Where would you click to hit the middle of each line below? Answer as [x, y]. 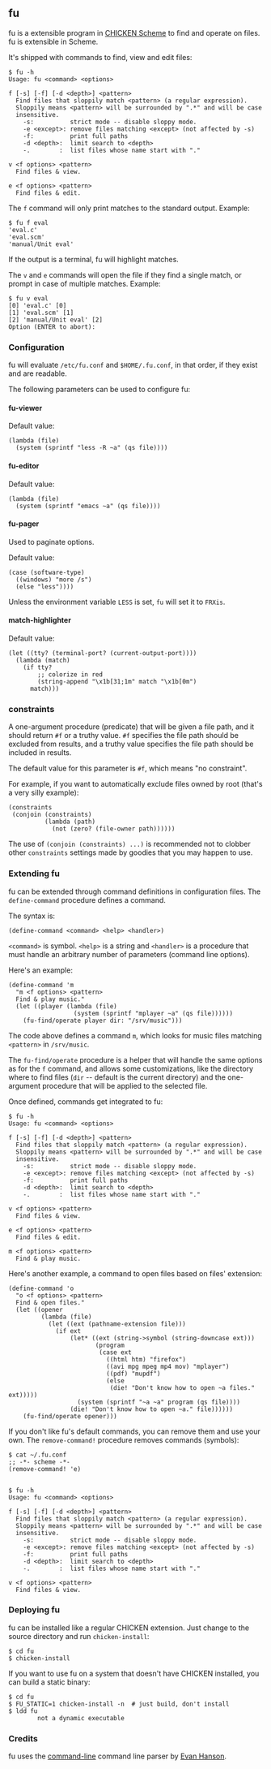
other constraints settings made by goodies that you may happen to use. [131, 852]
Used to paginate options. [51, 541]
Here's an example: [40, 970]
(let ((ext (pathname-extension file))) [117, 1324]
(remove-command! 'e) [45, 1469]
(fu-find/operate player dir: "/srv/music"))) [103, 1020]
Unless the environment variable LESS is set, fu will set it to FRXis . [117, 602]
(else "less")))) [45, 587]
